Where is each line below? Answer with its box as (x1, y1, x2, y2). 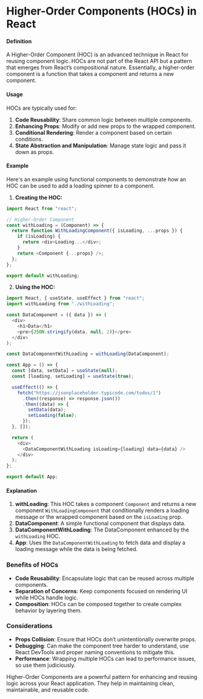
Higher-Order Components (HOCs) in (6, 4, 197, 18)
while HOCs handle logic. (15, 593, 79, 601)
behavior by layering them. (15, 607, 82, 614)
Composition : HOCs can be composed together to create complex (15, 600, 182, 607)
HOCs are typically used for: (6, 104, 77, 112)
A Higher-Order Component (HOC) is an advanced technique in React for (6, 51, 189, 58)
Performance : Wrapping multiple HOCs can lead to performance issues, (15, 655, 196, 662)
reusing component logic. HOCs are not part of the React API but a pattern (6, 58, 192, 65)
